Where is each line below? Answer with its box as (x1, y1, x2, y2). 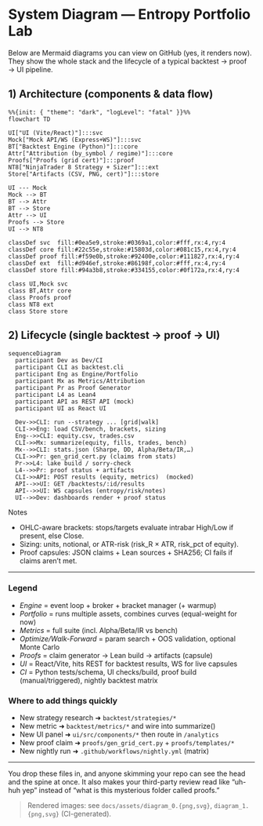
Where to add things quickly (8, 695, 118, 706)
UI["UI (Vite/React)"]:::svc (8, 129, 103, 136)
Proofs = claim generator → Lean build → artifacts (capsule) (19, 650, 213, 660)
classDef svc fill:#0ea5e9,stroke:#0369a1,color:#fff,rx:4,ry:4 (8, 238, 225, 246)
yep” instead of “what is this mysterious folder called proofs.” (22, 786, 220, 795)
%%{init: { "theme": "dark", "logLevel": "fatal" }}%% (8, 108, 191, 116)
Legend (8, 583, 38, 594)
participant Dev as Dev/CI (15, 356, 103, 364)
